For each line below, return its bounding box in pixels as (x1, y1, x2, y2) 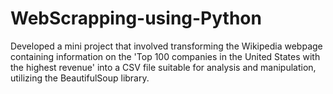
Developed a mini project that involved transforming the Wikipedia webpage (10, 40, 323, 52)
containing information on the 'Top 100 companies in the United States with (10, 50, 321, 62)
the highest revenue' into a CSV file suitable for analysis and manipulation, (10, 61, 317, 73)
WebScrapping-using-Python (10, 7, 262, 30)
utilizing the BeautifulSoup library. (10, 72, 150, 84)
